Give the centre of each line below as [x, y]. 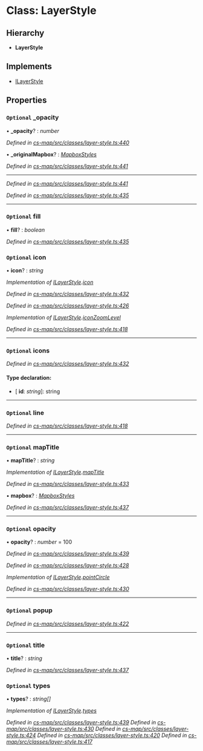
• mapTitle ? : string [31, 460]
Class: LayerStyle [51, 11]
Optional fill [24, 217]
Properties [27, 100]
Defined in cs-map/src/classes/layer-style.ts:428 [68, 565]
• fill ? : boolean [26, 230]
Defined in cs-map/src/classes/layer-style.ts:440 [68, 143]
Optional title [26, 645]
